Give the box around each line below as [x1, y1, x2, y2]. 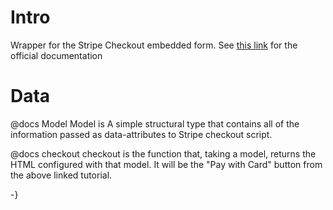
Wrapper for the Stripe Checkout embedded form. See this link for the [10, 39, 298, 51]
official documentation [10, 49, 103, 61]
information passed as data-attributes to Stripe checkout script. [10, 128, 273, 140]
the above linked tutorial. [10, 169, 113, 181]
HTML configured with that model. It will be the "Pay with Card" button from [10, 158, 323, 170]
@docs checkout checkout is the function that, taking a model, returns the [10, 147, 317, 160]
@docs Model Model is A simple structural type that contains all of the [10, 117, 300, 130]
